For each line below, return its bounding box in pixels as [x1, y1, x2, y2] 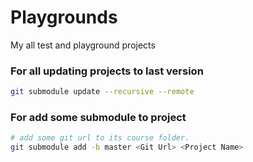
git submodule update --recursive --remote [10, 87, 195, 97]
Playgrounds [10, 6, 118, 29]
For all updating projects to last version [10, 64, 204, 78]
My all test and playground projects [10, 39, 156, 51]
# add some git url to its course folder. [10, 133, 190, 143]
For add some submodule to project [10, 111, 187, 125]
